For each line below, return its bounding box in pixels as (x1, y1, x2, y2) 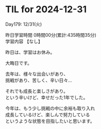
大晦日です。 (5, 60, 32, 66)
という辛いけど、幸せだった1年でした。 (5, 94, 88, 100)
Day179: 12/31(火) (5, 21, 42, 27)
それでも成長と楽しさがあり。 (5, 88, 68, 94)
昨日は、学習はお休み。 (5, 49, 55, 55)
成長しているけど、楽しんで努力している (5, 111, 90, 118)
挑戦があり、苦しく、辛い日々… (5, 77, 72, 83)
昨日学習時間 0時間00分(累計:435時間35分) (5, 32, 96, 38)
